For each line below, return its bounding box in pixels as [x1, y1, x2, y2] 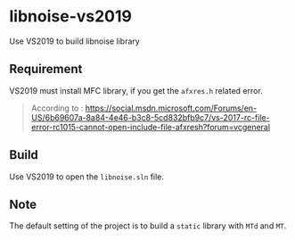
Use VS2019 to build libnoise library [9, 36, 140, 46]
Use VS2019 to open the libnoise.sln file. [9, 171, 165, 182]
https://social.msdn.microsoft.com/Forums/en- [85, 103, 258, 113]
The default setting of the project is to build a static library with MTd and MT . [9, 220, 287, 231]
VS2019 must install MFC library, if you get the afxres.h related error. [9, 85, 263, 95]
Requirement [9, 62, 83, 77]
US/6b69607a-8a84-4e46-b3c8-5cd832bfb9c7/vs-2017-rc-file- [30, 112, 270, 122]
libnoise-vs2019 [9, 6, 132, 27]
